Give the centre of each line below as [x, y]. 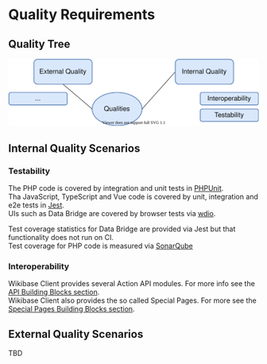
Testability [29, 171]
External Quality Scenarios [76, 334]
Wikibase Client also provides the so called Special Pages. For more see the [132, 300]
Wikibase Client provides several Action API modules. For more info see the [132, 284]
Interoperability [39, 266]
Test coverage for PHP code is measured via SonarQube [101, 246]
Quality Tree [39, 44]
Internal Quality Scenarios [74, 148]
